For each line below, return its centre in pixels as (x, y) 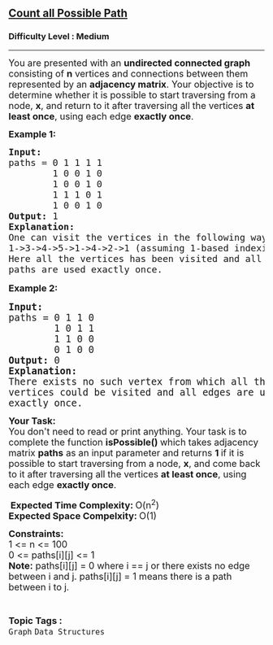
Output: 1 (33, 216)
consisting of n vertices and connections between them (128, 74)
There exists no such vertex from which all (128, 381)
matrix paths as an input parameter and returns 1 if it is (126, 453)
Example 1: (32, 134)
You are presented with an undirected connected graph (130, 63)
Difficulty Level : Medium (59, 37)
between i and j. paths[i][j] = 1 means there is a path (120, 576)
